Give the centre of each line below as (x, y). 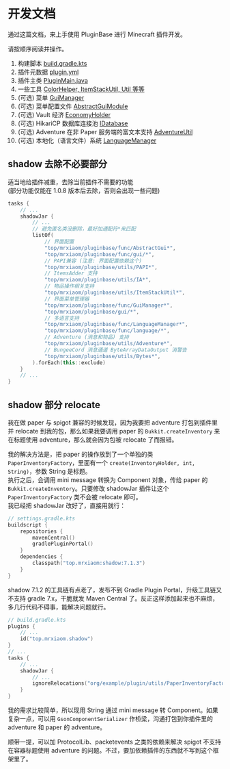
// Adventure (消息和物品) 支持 (86, 337)
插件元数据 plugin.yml (48, 72)
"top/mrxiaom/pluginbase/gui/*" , (91, 312)
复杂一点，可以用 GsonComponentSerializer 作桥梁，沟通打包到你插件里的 (111, 719)
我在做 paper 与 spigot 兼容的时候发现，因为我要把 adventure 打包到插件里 (113, 423)
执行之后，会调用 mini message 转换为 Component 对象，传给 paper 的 (108, 479)
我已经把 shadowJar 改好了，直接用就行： (67, 505)
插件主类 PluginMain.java (53, 80)
